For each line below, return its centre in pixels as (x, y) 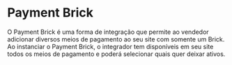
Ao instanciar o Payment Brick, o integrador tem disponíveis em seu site (110, 46)
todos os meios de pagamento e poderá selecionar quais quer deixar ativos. (116, 54)
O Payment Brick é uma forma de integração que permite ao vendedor (108, 32)
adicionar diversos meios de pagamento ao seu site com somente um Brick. (116, 39)
